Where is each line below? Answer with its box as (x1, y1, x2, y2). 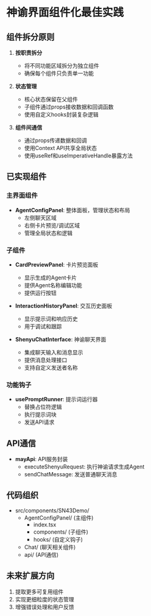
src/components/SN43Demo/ (15, 507, 90, 514)
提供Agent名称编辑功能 (24, 281, 82, 288)
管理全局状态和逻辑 (24, 229, 73, 237)
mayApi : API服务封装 (15, 456, 68, 463)
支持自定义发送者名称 (24, 364, 78, 371)
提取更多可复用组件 (15, 588, 64, 595)
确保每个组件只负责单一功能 (24, 70, 94, 77)
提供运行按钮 (24, 289, 57, 296)
